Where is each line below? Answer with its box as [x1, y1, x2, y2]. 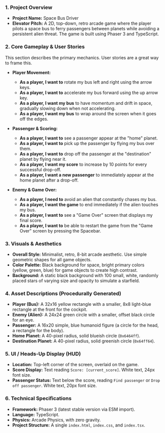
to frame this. [5, 60, 33, 66]
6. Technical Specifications [5, 395, 72, 402]
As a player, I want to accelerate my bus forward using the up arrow [19, 90, 159, 96]
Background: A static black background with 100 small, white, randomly [12, 272, 159, 278]
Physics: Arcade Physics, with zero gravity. [12, 417, 101, 423]
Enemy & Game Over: [12, 187, 57, 192]
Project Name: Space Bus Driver [12, 15, 79, 21]
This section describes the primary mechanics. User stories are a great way [5, 54, 159, 60]
